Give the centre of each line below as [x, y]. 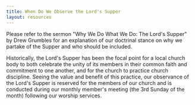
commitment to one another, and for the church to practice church [87, 70]
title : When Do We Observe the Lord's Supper [63, 12]
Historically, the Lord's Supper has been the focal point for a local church [96, 58]
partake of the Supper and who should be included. [69, 46]
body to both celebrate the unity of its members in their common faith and [97, 64]
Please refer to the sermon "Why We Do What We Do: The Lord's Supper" [97, 34]
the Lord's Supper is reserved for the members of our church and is [89, 83]
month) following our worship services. [54, 96]
